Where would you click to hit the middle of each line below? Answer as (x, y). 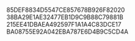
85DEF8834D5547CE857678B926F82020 (66, 10)
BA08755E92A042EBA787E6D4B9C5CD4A (67, 31)
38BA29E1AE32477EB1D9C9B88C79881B (65, 17)
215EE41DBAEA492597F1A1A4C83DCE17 (64, 24)
